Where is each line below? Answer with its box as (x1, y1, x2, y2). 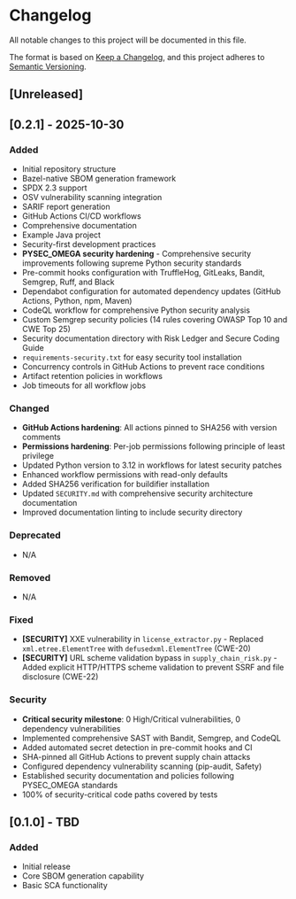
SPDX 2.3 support (21, 182, 87, 193)
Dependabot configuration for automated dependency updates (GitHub (21, 286, 281, 297)
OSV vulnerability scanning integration (21, 192, 163, 203)
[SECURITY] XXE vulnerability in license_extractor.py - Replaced (21, 634, 263, 645)
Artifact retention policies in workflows (21, 371, 163, 382)
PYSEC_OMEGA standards (21, 779, 118, 790)
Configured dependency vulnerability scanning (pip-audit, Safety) (21, 761, 262, 771)
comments (21, 431, 61, 443)
